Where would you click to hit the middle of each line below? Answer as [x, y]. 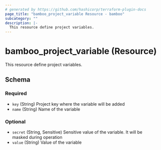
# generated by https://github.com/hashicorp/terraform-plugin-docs [76, 9]
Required [16, 94]
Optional [15, 122]
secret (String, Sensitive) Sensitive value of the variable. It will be [77, 132]
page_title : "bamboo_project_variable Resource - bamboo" [65, 14]
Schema [18, 80]
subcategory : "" [21, 18]
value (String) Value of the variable [47, 142]
